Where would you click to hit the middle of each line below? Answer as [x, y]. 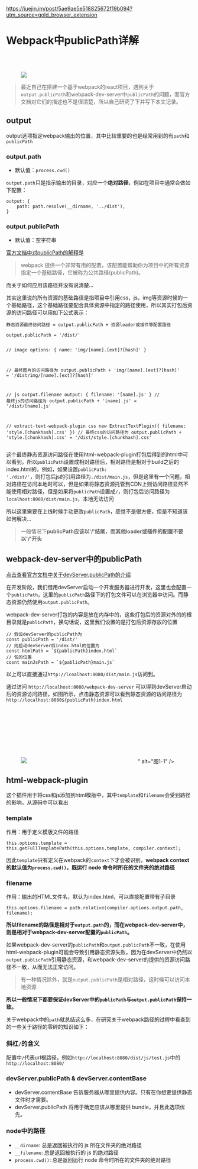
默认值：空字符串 [35, 240]
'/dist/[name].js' [29, 406]
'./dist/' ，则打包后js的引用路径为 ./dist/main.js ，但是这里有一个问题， [95, 476]
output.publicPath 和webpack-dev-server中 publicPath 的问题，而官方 [105, 94]
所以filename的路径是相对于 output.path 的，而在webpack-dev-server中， [97, 925]
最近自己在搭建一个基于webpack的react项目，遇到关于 [87, 87]
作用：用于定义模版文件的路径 [42, 832]
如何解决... [19, 519]
